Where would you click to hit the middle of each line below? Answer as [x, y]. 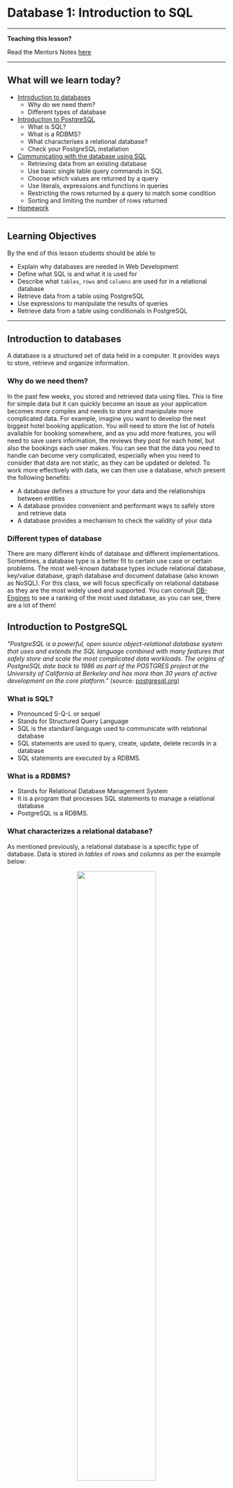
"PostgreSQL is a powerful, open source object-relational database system [115, 643]
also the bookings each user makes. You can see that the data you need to [114, 448]
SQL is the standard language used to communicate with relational [112, 729]
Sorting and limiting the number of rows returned [97, 200]
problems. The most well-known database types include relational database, [116, 568]
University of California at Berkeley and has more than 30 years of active [112, 673]
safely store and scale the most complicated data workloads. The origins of [116, 659]
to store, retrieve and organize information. [68, 363]
